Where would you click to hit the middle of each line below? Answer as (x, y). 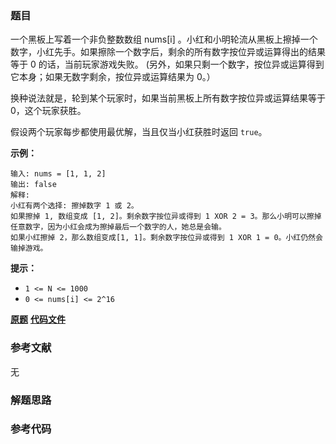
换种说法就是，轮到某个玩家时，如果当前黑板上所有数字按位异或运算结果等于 (168, 98)
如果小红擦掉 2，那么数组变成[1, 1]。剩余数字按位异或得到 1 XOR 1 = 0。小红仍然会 (166, 238)
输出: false (33, 185)
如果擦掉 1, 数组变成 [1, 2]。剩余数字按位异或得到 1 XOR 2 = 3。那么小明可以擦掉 (166, 217)
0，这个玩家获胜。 (48, 111)
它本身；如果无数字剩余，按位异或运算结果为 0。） (113, 77)
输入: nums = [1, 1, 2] (58, 174)
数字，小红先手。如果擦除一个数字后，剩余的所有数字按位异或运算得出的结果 (168, 52)
